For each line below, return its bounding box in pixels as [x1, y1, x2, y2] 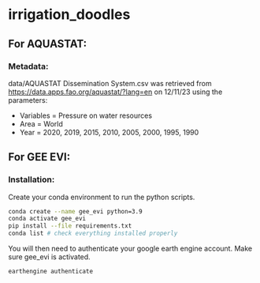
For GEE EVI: [8, 150, 71, 164]
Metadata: [8, 61, 49, 72]
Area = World [19, 119, 63, 128]
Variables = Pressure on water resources [19, 111, 152, 120]
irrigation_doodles [8, 6, 131, 24]
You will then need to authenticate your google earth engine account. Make [8, 243, 253, 254]
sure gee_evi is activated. [8, 252, 91, 262]
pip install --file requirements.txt [8, 222, 132, 230]
